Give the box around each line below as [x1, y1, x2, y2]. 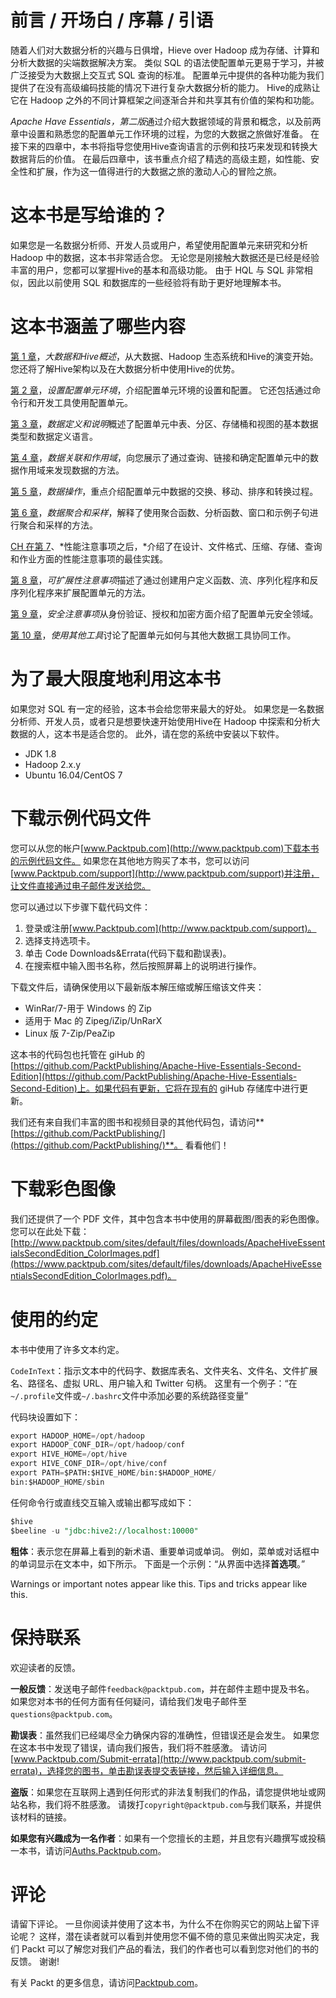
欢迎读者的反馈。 [10, 1661, 81, 1673]
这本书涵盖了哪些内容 [10, 316, 187, 338]
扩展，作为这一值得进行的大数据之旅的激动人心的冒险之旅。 [36, 165, 282, 177]
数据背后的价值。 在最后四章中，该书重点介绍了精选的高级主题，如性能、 [10, 152, 311, 165]
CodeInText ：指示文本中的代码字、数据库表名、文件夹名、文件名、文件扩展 [10, 1364, 318, 1376]
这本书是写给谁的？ [10, 204, 169, 227]
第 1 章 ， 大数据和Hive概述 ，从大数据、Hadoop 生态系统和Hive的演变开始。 [10, 350, 319, 362]
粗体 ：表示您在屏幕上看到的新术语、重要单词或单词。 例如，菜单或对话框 [10, 1545, 311, 1557]
